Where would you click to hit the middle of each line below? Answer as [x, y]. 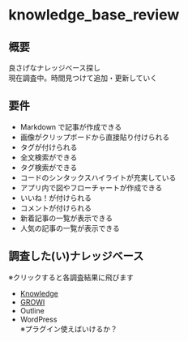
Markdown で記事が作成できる [71, 126]
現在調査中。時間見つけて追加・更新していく [83, 78]
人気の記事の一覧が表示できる [70, 228]
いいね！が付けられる [56, 198]
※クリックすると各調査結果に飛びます [71, 277]
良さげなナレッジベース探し [55, 68]
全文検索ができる [49, 157]
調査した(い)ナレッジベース [76, 256]
